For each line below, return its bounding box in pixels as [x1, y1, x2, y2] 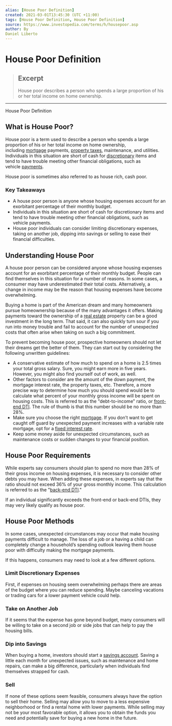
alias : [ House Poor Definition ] [5, 7, 74, 13]
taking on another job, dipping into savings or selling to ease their [12, 231, 151, 237]
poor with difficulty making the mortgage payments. [5, 547, 115, 553]
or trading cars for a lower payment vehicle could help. [5, 592, 121, 598]
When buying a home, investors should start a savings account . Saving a [5, 652, 159, 658]
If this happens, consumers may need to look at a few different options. [5, 557, 156, 563]
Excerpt [17, 74, 44, 83]
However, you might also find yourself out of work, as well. [12, 371, 137, 377]
